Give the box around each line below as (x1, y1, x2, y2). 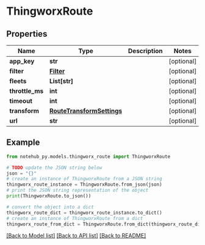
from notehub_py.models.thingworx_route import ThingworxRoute (6, 153, 171, 159)
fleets (9, 77, 27, 85)
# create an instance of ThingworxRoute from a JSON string (6, 176, 163, 182)
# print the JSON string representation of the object (6, 188, 149, 194)
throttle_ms (9, 87, 44, 95)
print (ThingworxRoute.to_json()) (6, 193, 92, 199)
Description (128, 47, 163, 55)
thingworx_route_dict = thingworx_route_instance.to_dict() (6, 210, 163, 216)
